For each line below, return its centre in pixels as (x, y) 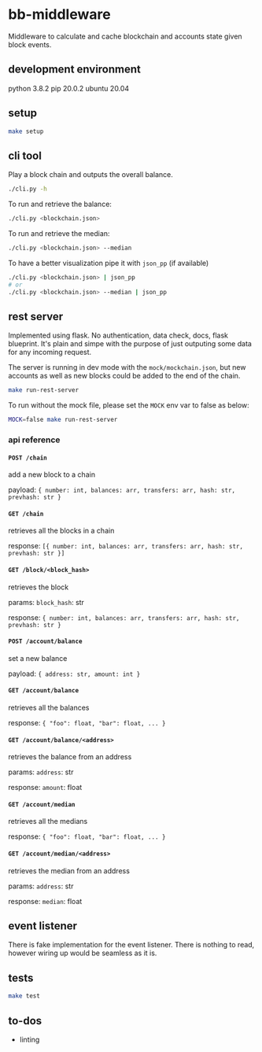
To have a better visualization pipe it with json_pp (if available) (109, 263)
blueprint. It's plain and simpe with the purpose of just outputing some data (130, 344)
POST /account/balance (45, 642)
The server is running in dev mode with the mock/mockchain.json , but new (127, 367)
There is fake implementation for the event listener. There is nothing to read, (131, 945)
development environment (75, 70)
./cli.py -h (28, 189)
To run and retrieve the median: (59, 233)
